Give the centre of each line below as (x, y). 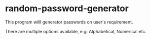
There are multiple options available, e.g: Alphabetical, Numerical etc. (76, 31)
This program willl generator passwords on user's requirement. (69, 22)
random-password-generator (67, 9)
